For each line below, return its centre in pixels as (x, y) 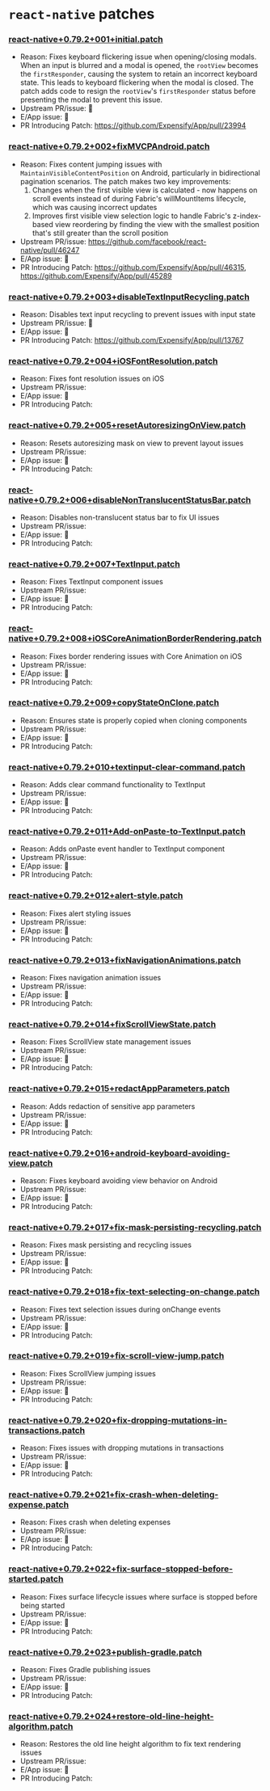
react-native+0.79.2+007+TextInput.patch (94, 564)
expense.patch (39, 1505)
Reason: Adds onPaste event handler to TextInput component (122, 849)
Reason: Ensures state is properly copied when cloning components (133, 720)
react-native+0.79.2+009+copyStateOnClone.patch (114, 702)
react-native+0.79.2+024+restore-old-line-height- (111, 1716)
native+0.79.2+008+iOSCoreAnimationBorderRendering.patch (135, 638)
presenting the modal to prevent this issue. (91, 100)
